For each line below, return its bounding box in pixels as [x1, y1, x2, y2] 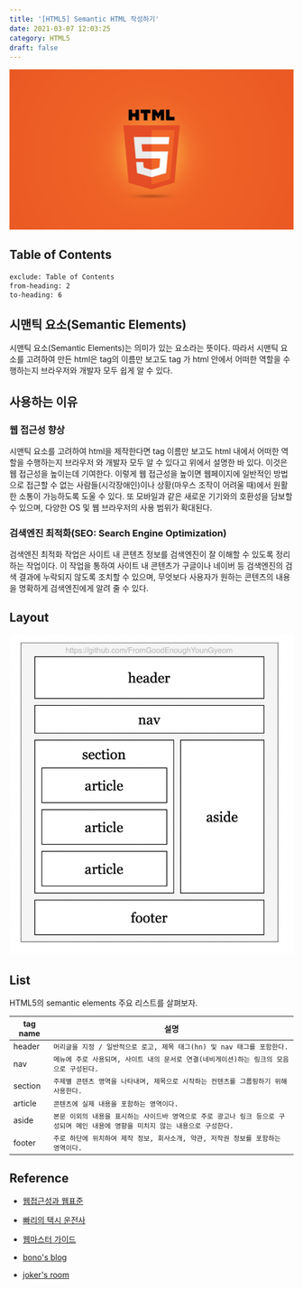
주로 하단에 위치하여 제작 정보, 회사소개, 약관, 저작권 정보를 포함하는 [52, 1134, 281, 1144]
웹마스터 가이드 [22, 1234, 77, 1245]
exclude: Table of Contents [9, 272, 115, 282]
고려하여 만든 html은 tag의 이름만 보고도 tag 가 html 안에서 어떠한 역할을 [25, 354, 281, 365]
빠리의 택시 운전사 [22, 1215, 86, 1226]
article [13, 1098, 37, 1108]
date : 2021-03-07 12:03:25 [9, 23, 111, 33]
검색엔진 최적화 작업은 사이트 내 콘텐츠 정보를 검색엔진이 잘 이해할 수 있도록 [9, 549, 274, 560]
